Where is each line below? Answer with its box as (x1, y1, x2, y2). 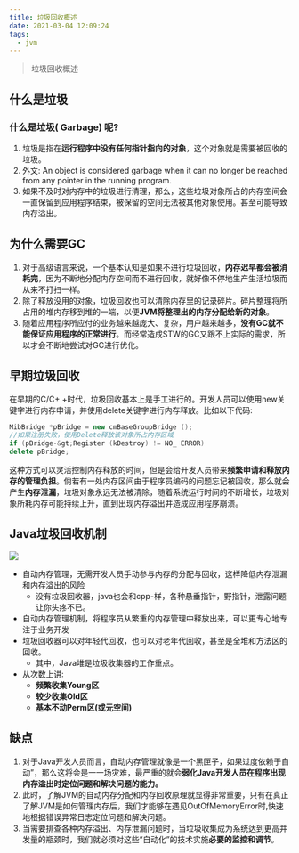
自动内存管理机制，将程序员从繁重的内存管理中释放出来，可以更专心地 (21, 613, 280, 623)
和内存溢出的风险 (21, 580, 85, 590)
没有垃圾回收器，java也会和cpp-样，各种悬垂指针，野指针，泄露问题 (35, 590, 287, 601)
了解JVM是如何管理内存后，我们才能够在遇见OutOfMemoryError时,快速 (21, 800, 285, 811)
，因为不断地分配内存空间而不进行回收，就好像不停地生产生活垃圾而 (37, 272, 287, 283)
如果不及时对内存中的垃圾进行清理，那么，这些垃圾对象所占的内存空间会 (21, 185, 287, 196)
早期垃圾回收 (9, 369, 80, 384)
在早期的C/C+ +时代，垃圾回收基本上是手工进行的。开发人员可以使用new (9, 394, 278, 404)
